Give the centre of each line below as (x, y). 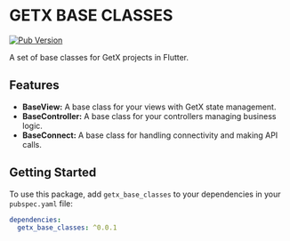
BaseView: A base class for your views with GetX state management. (149, 107)
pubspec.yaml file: (41, 203)
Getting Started (53, 173)
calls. (32, 144)
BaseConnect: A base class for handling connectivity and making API (150, 135)
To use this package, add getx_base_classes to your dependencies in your (145, 194)
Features (34, 85)
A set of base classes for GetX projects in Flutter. (99, 57)
